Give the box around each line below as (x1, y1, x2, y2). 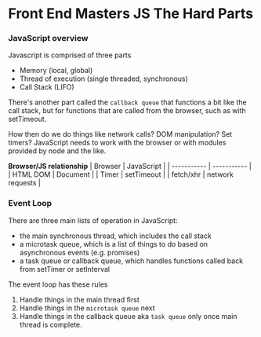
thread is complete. (19, 320, 82, 329)
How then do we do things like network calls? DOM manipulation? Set (8, 130, 233, 139)
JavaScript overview (8, 33, 89, 44)
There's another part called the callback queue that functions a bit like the (8, 97, 247, 107)
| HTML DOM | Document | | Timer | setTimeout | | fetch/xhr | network (8, 170, 234, 179)
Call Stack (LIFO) (19, 82, 74, 92)
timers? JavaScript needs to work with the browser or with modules (8, 138, 227, 148)
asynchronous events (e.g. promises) (19, 247, 140, 257)
